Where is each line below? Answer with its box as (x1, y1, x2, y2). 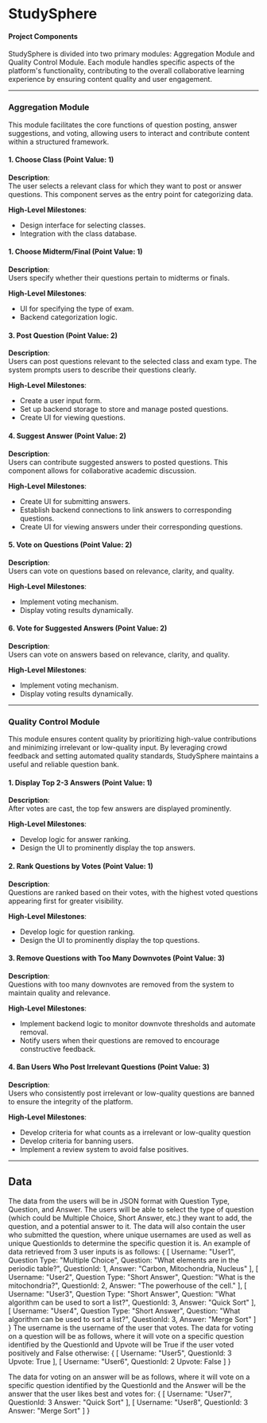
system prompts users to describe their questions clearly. (8, 365, 197, 374)
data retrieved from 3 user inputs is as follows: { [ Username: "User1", (8, 1247, 236, 1256)
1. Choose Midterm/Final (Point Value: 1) (8, 247, 143, 257)
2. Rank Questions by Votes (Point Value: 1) (8, 862, 153, 870)
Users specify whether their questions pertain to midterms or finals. (8, 273, 230, 283)
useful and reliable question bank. (8, 760, 119, 770)
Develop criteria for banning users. (19, 1136, 134, 1146)
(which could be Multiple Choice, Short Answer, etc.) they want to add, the (8, 1213, 253, 1223)
